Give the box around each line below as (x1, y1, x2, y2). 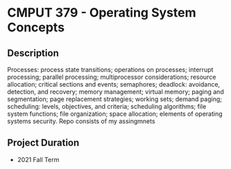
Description (7, 47, 59, 59)
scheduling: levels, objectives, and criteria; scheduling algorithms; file (7, 103, 207, 110)
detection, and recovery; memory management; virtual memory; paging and (7, 88, 224, 96)
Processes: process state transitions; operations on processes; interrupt (7, 66, 214, 73)
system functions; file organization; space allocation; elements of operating (7, 109, 223, 118)
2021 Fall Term (17, 155, 60, 163)
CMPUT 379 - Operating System (7, 5, 196, 21)
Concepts (7, 19, 65, 35)
